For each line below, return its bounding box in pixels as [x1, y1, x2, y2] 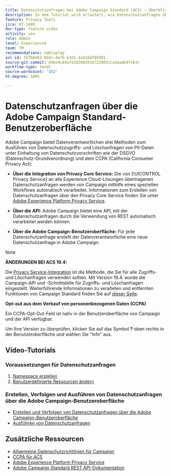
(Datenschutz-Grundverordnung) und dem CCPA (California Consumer [5, 155, 154, 161]
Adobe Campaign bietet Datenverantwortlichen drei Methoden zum [5, 139, 146, 145]
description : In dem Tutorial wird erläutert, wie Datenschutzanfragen [5, 12, 160, 17]
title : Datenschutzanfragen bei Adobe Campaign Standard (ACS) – [5, 7, 147, 13]
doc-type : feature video [5, 27, 58, 32]
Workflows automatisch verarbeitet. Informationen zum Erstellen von [12, 187, 157, 193]
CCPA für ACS [12, 454, 43, 460]
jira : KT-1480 [5, 21, 36, 27]
